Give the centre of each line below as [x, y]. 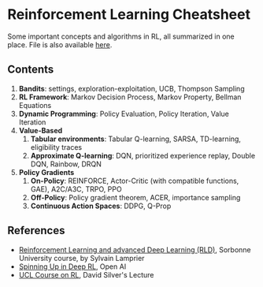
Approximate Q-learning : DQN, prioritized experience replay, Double [143, 155]
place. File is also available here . [60, 44]
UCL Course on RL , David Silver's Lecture [86, 274]
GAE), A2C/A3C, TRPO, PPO [76, 189]
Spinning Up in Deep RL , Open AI [72, 266]
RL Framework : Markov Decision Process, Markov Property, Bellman [130, 97]
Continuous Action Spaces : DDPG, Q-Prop [101, 206]
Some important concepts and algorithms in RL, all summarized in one [121, 36]
